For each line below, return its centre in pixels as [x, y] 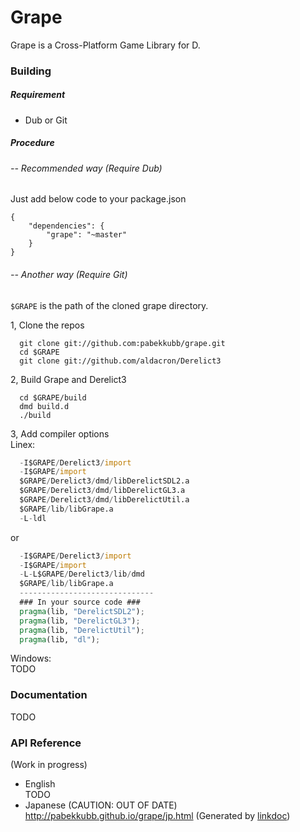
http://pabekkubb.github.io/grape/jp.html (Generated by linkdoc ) [157, 816]
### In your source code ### [80, 602]
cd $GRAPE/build [53, 397]
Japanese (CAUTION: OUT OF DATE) [101, 805]
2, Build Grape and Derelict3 [68, 379]
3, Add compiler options [60, 433]
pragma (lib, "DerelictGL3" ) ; [80, 621]
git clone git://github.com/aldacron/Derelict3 [120, 361]
